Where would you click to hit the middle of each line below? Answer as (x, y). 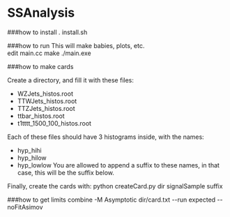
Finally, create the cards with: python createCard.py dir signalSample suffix (115, 186)
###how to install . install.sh (47, 32)
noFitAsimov (25, 207)
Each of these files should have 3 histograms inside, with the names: (106, 137)
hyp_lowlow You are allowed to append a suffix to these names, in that (118, 165)
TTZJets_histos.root (46, 108)
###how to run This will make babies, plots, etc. (76, 45)
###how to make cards (40, 66)
